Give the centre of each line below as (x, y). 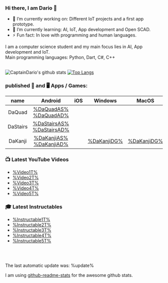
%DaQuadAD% (51, 115)
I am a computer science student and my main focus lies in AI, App (74, 47)
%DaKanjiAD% (51, 144)
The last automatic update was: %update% (49, 265)
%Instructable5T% (32, 241)
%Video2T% (25, 177)
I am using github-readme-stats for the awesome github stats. (69, 275)
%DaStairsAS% (51, 123)
